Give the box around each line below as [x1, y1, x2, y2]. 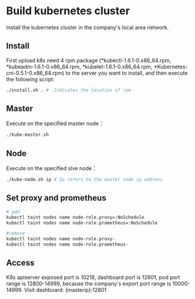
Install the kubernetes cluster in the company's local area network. [6, 24, 169, 31]
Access [6, 258, 34, 268]
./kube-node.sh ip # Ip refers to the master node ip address [6, 177, 163, 183]
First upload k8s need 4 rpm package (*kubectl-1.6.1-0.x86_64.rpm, [6, 56, 171, 63]
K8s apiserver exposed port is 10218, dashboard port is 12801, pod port [6, 273, 180, 281]
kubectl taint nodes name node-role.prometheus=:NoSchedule [6, 220, 158, 226]
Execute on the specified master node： [6, 120, 104, 127]
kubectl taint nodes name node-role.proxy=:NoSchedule [6, 214, 145, 220]
